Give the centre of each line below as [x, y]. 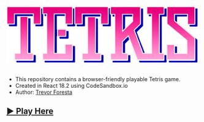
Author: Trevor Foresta [43, 92]
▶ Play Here [30, 111]
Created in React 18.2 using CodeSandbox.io [71, 86]
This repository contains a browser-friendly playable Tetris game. [98, 79]
